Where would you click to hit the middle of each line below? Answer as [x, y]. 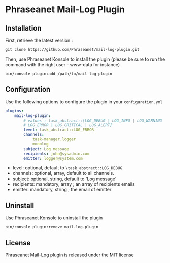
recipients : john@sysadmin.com [57, 154]
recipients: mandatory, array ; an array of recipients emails [74, 184]
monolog [41, 144]
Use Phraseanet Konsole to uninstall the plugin [54, 218]
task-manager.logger [54, 139]
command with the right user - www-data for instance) [63, 64]
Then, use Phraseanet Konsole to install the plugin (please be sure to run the [85, 59]
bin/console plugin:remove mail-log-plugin [52, 227]
